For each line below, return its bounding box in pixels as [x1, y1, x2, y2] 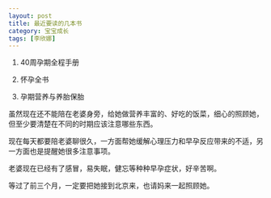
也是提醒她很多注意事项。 [29, 146, 115, 156]
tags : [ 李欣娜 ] [8, 34, 57, 43]
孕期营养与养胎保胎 [19, 92, 85, 102]
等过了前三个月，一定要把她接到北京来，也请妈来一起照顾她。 [8, 181, 214, 191]
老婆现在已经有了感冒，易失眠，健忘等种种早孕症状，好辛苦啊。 [8, 163, 221, 174]
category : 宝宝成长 [8, 27, 70, 35]
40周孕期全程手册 [19, 57, 79, 67]
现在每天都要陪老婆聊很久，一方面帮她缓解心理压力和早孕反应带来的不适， [8, 137, 256, 146]
